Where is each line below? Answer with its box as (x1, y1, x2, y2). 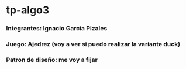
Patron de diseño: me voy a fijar (6, 56, 98, 64)
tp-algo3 (6, 4, 50, 17)
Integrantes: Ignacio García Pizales (6, 25, 108, 33)
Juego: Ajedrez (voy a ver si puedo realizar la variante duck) (6, 40, 181, 49)
